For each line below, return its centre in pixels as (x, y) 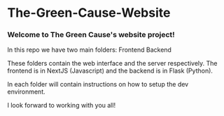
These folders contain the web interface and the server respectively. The (112, 64)
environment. (26, 92)
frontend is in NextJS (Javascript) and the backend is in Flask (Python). (110, 71)
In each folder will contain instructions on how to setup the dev (98, 85)
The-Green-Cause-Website (89, 13)
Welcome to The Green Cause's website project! (91, 35)
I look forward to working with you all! (62, 106)
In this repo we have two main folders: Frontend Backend (89, 50)
